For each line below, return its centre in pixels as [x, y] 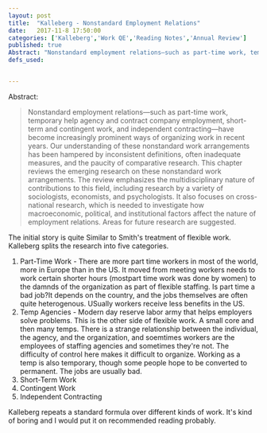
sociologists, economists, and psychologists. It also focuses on [131, 197]
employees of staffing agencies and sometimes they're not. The [124, 345]
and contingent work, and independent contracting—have [139, 129]
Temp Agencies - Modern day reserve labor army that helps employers [136, 312]
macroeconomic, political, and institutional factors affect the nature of [142, 213]
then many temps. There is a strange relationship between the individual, [139, 329]
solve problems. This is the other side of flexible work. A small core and [137, 320]
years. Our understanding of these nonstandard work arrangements [139, 146]
